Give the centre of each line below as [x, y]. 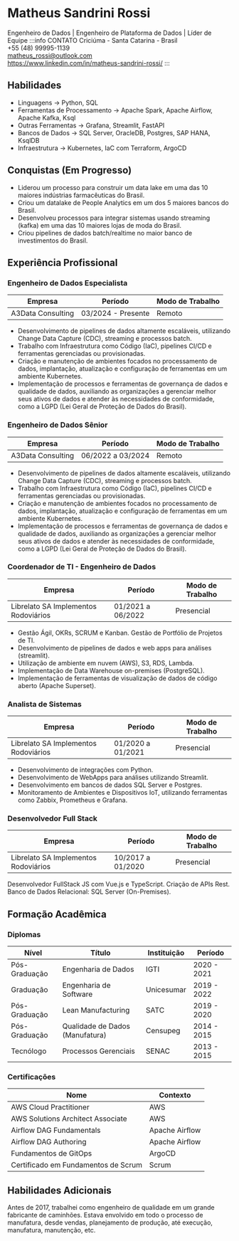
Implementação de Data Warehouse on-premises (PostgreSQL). [111, 670]
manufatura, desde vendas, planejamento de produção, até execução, [110, 1222]
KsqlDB [28, 140]
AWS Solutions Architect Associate [69, 1119]
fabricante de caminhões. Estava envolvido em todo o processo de [105, 1215]
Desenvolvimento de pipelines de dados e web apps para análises [115, 648]
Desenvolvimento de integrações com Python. [85, 770]
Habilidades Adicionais [59, 1190]
